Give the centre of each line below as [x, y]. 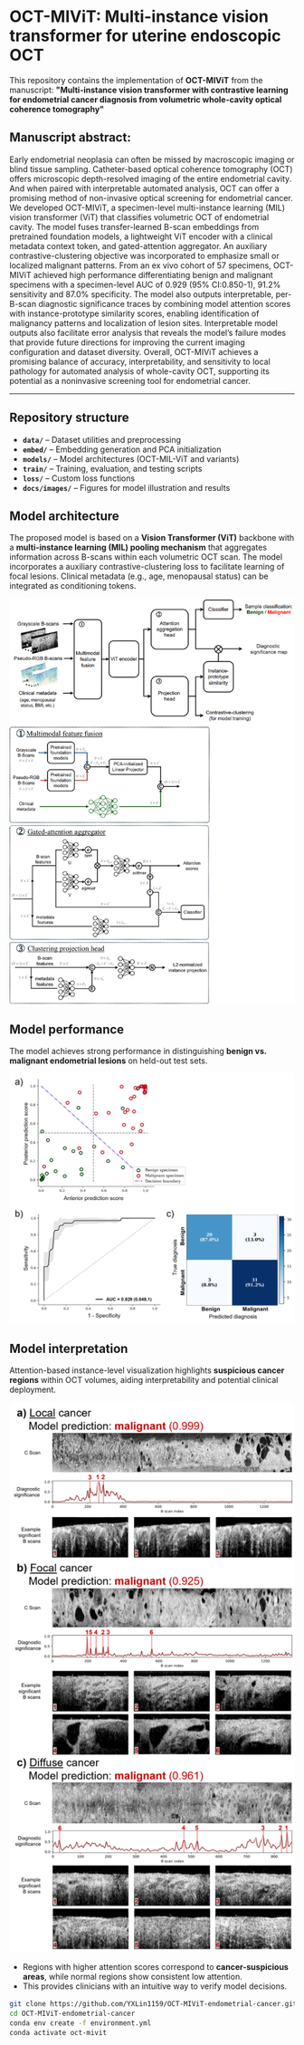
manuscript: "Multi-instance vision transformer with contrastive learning [149, 90]
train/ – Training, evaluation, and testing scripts [112, 468]
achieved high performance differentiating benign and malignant [153, 274]
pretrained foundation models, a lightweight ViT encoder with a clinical [141, 236]
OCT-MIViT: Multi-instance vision [139, 17]
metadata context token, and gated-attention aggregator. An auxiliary [138, 245]
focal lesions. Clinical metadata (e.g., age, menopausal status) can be [139, 576]
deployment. [33, 1390]
